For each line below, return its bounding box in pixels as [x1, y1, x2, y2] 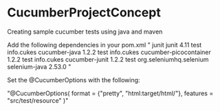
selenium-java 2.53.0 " [7, 62, 71, 71]
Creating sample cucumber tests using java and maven [7, 27, 163, 36]
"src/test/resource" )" [7, 96, 69, 104]
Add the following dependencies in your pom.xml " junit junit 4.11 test [7, 40, 202, 49]
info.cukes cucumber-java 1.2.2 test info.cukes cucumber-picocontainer [7, 48, 211, 56]
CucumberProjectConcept [7, 5, 162, 21]
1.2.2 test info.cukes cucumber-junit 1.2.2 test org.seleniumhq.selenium [7, 55, 209, 63]
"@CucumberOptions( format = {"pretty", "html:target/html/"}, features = [7, 89, 214, 97]
